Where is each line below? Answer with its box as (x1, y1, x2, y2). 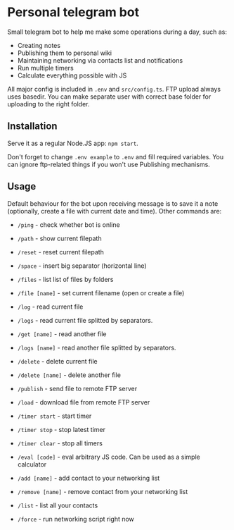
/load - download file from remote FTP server (17, 397, 150, 406)
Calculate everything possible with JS (17, 71, 127, 80)
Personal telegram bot (7, 4, 139, 20)
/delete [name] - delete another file (17, 371, 122, 379)
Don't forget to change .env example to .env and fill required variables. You (7, 152, 224, 161)
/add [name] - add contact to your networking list (17, 474, 160, 482)
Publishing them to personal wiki (17, 49, 112, 57)
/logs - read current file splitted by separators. (17, 316, 153, 324)
